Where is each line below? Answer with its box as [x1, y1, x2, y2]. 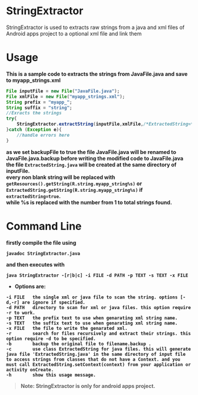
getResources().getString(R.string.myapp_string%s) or [6, 179, 143, 187]
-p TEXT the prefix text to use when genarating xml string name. [6, 315, 178, 321]
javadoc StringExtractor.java [6, 251, 81, 256]
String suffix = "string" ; [6, 105, 72, 111]
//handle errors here [16, 132, 70, 138]
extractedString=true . [6, 192, 61, 200]
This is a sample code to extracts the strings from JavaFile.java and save [6, 70, 188, 78]
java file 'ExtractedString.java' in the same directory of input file [6, 351, 186, 357]
